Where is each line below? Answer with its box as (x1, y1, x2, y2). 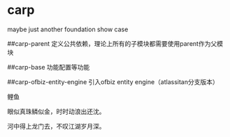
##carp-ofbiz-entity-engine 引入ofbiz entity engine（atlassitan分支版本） (7, 77, 219, 86)
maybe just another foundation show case (7, 25, 129, 33)
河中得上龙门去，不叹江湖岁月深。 (7, 122, 106, 130)
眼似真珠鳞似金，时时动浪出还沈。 (7, 107, 106, 115)
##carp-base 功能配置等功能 (7, 63, 90, 71)
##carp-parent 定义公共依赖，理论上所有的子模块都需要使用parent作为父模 (7, 39, 224, 47)
